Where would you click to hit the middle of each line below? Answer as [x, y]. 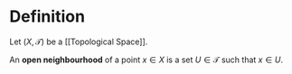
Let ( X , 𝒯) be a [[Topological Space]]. [79, 42]
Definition [47, 17]
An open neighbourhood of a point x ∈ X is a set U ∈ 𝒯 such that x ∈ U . [146, 60]
